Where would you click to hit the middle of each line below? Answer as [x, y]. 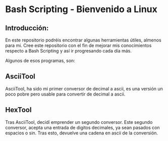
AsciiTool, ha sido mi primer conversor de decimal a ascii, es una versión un [84, 88]
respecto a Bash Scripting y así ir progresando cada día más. [69, 51]
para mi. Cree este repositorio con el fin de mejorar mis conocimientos [78, 45]
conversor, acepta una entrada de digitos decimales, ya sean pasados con [82, 127]
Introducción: [27, 28]
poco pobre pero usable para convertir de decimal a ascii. [65, 94]
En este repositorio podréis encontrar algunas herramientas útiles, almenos [83, 40]
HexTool [18, 110]
